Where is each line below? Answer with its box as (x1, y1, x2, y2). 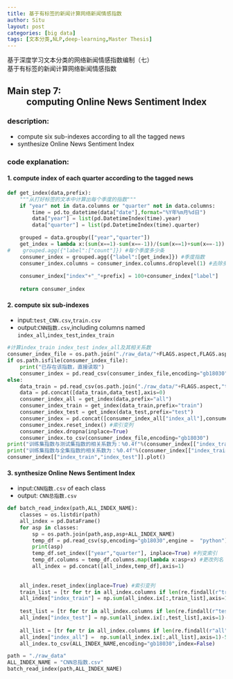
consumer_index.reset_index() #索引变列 (19, 421, 134, 428)
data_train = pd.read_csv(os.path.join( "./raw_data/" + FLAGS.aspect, (19, 382, 222, 390)
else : (7, 376, 23, 383)
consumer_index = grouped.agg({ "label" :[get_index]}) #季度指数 (19, 254, 205, 261)
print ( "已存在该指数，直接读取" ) (19, 363, 105, 371)
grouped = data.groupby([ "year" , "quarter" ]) (19, 234, 150, 241)
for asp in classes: (19, 524, 79, 531)
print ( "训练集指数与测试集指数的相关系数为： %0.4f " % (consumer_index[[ (7, 441, 197, 448)
